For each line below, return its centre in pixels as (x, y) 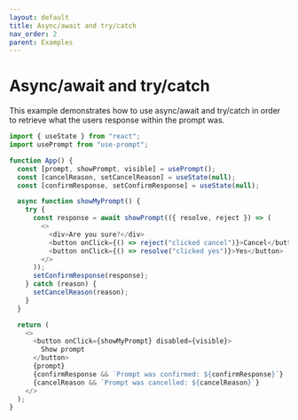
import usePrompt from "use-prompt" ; (79, 145)
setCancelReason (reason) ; (80, 293)
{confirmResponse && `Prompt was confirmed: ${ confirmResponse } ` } (158, 374)
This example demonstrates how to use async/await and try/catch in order (145, 111)
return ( (33, 325)
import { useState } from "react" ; (75, 137)
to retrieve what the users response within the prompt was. (117, 120)
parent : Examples (41, 42)
